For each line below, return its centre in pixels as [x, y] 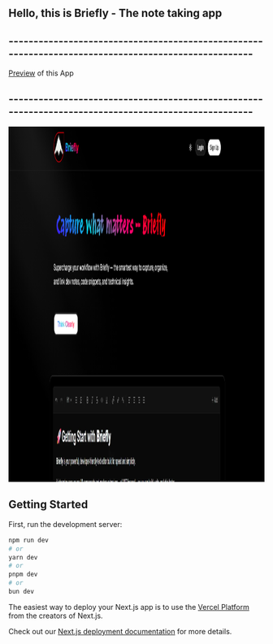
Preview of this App [41, 73]
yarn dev [23, 557]
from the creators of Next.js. [56, 616]
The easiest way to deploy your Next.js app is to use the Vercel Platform [129, 607]
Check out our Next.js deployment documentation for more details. [120, 631]
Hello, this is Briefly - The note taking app [115, 13]
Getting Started [48, 505]
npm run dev [28, 540]
